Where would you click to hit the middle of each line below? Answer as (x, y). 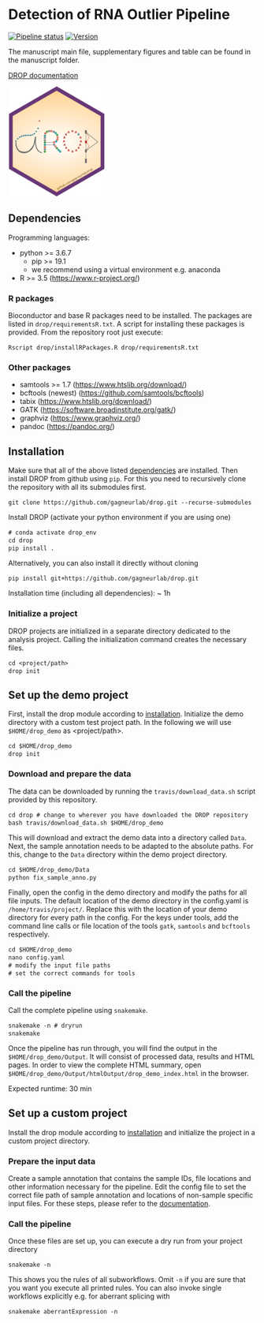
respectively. (29, 934)
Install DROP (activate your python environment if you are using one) (119, 518)
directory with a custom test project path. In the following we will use (120, 723)
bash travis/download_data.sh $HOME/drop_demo (86, 823)
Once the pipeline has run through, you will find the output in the (113, 1048)
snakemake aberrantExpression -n (63, 1312)
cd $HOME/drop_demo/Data (49, 869)
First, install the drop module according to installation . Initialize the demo (126, 714)
